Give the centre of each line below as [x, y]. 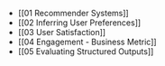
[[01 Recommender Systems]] [73, 13]
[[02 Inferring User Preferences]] [79, 23]
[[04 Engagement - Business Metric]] [87, 42]
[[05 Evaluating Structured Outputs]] [86, 52]
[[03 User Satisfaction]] [62, 32]
